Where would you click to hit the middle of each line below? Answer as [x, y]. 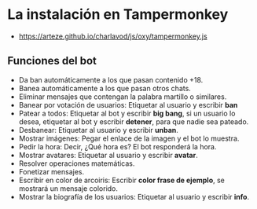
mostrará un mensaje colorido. [68, 188]
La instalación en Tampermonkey [118, 15]
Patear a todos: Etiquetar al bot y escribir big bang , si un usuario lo [127, 113]
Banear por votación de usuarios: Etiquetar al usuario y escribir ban [128, 104]
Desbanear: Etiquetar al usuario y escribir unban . [98, 130]
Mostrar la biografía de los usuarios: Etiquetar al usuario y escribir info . [134, 196]
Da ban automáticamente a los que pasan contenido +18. [111, 79]
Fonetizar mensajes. [51, 171]
